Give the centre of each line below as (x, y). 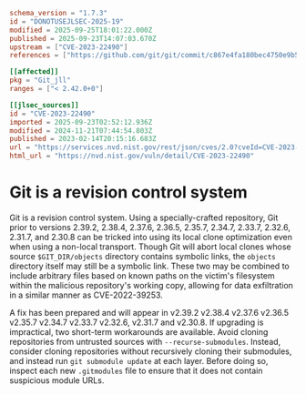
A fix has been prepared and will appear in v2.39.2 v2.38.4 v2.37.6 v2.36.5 (149, 312)
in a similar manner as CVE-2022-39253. (87, 295)
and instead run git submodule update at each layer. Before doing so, (139, 360)
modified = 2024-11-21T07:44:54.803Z (81, 131)
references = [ (38, 56)
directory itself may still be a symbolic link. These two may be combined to (149, 266)
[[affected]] (34, 72)
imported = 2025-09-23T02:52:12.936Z (81, 122)
